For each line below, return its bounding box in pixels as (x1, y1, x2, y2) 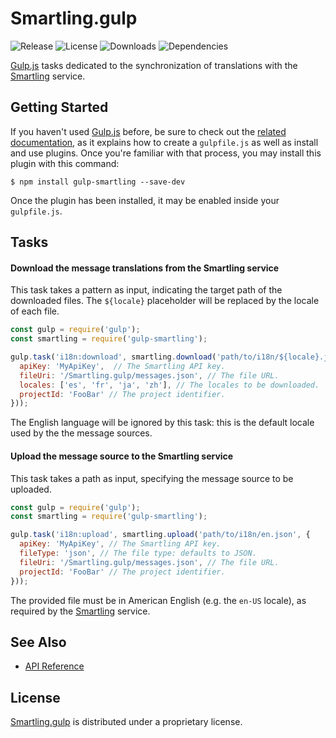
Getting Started (10, 99, 109, 116)
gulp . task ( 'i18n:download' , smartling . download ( (10, 352, 217, 362)
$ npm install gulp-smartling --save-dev (10, 177, 186, 187)
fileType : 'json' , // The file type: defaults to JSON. (19, 548, 257, 559)
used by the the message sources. (10, 427, 153, 439)
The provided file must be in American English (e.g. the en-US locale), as (10, 594, 307, 606)
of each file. (10, 305, 60, 317)
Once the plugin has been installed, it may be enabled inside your (10, 194, 280, 206)
